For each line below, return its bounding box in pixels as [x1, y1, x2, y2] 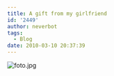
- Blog [13, 36, 33, 43]
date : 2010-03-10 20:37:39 [7, 42, 85, 49]
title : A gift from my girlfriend [7, 10, 108, 17]
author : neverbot [7, 23, 58, 30]
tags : [7, 29, 23, 37]
